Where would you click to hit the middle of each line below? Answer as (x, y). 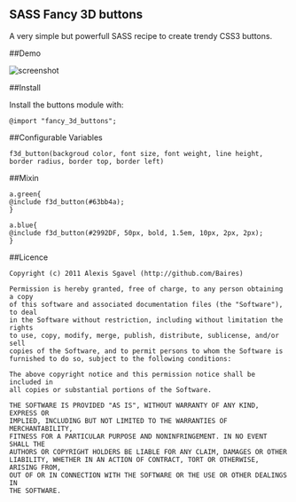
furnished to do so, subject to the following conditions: (121, 358)
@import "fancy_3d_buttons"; (63, 121)
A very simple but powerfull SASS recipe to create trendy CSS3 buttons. (141, 35)
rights (21, 327)
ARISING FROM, (35, 467)
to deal (23, 312)
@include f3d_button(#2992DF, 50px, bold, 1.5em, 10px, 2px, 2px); (136, 233)
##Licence (29, 257)
